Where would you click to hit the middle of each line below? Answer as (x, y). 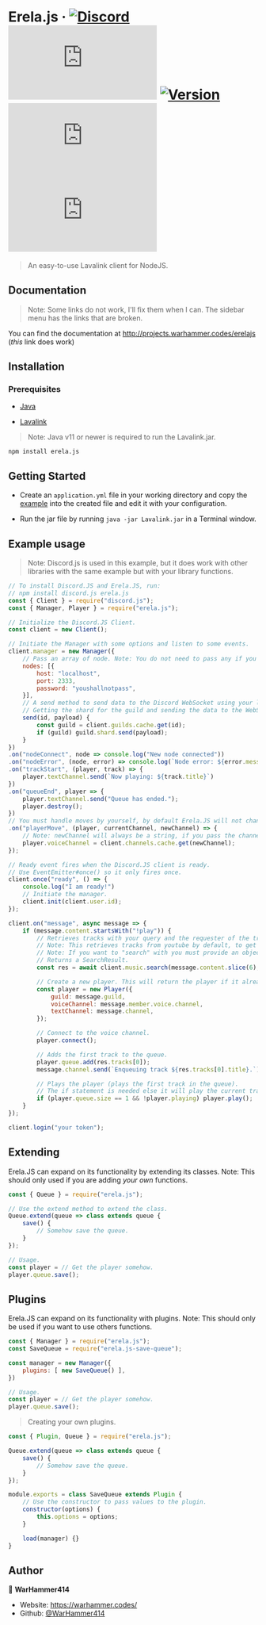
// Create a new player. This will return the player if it (138, 982)
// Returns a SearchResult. (83, 960)
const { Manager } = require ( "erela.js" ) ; (79, 1341)
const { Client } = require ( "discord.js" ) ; (81, 600)
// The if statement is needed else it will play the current (141, 1091)
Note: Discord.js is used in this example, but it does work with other (137, 563)
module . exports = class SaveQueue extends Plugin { (95, 1495)
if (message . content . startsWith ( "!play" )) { (97, 931)
